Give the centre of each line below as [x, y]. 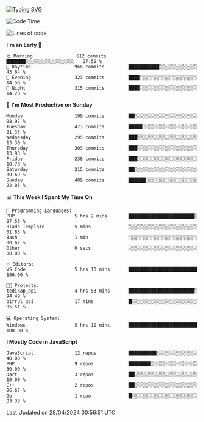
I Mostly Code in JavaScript [42, 342]
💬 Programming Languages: [39, 211]
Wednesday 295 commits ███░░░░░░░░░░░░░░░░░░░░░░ [102, 137]
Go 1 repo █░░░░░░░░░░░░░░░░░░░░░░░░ [102, 396]
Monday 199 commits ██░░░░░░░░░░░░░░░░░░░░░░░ [102, 116]
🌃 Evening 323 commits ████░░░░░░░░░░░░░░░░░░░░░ [102, 78]
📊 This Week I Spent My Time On [49, 197]
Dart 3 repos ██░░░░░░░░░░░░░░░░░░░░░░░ [102, 374]
